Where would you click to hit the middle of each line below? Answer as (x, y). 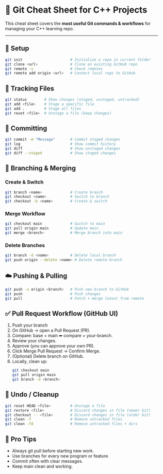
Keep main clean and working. (42, 466)
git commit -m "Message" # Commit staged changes (63, 140)
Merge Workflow (25, 214)
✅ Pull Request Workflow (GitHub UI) (62, 313)
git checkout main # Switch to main (55, 224)
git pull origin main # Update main (52, 228)
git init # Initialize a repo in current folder (78, 60)
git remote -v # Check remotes (54, 69)
